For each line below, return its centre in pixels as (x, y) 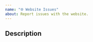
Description (23, 34)
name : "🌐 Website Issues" (32, 9)
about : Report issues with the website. (47, 14)
